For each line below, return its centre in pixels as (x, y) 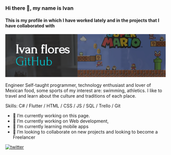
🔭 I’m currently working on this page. (51, 116)
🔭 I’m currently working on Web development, (61, 121)
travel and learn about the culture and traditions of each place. (71, 96)
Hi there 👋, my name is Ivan (39, 8)
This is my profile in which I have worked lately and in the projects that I (82, 20)
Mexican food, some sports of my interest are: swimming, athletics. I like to (84, 90)
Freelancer (24, 137)
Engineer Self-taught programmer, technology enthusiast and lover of (78, 85)
